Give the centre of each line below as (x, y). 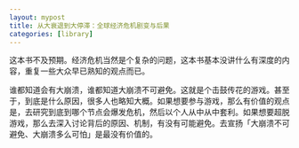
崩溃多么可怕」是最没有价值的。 (98, 135)
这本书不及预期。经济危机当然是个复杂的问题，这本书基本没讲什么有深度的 (145, 60)
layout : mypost (37, 17)
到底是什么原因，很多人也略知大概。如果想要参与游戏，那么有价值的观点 (157, 101)
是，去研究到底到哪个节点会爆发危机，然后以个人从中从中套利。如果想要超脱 (149, 113)
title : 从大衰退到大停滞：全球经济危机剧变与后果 (89, 26)
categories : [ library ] (51, 34)
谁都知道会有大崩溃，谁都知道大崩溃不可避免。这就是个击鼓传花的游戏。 (141, 90)
